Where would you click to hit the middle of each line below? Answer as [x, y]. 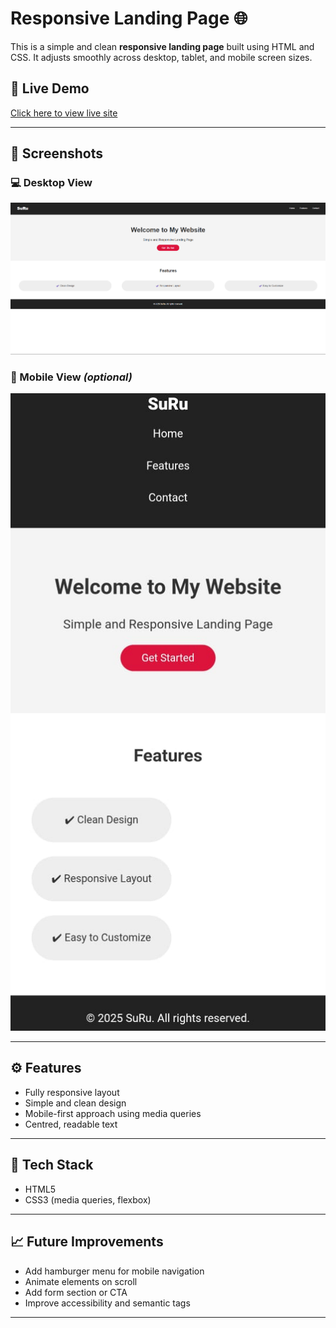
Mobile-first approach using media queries [113, 1113]
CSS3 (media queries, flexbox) [88, 1199]
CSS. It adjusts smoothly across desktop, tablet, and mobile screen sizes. [161, 57]
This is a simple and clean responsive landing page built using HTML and [162, 46]
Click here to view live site [64, 113]
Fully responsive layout [72, 1092]
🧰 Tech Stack [52, 1165]
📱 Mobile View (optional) [71, 377]
